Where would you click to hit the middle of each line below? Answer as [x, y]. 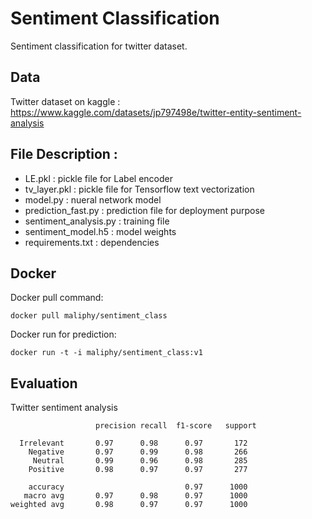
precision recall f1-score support [176, 426]
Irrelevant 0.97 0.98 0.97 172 [133, 443]
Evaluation [44, 383]
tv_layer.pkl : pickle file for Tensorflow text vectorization [139, 189]
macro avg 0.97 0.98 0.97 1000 [135, 496]
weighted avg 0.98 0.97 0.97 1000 [129, 505]
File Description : [64, 154]
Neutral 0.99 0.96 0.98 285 [140, 461]
